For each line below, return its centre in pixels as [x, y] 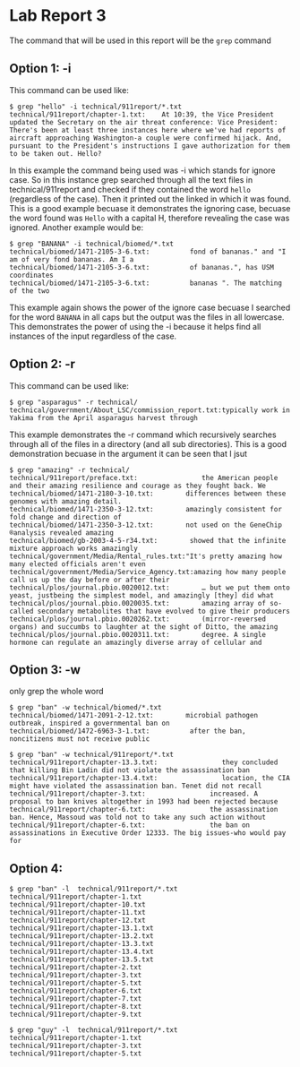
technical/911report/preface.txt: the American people [144, 478]
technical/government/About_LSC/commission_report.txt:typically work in [150, 410]
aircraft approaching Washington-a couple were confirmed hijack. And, [146, 138]
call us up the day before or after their [90, 580]
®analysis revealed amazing [62, 533]
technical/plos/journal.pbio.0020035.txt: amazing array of [138, 603]
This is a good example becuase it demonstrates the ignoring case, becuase [150, 208]
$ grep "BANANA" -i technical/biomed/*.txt [92, 244]
